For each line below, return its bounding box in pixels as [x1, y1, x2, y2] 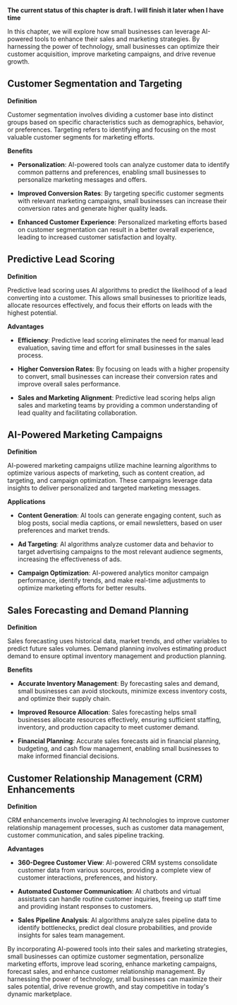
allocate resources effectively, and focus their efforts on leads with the [7, 301, 213, 309]
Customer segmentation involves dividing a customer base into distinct [7, 110, 214, 119]
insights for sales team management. [17, 931, 126, 940]
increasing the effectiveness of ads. [17, 555, 122, 563]
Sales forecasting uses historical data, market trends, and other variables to [7, 637, 227, 645]
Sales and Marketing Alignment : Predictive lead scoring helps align [17, 393, 216, 402]
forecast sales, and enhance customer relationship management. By [7, 967, 206, 976]
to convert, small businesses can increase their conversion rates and [17, 372, 218, 381]
